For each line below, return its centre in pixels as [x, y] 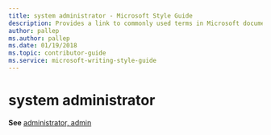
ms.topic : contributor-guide [57, 53]
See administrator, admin [50, 122]
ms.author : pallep [39, 38]
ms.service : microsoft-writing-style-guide [83, 61]
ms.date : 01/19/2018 [43, 46]
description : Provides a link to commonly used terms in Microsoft [124, 23]
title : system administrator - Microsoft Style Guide [101, 16]
